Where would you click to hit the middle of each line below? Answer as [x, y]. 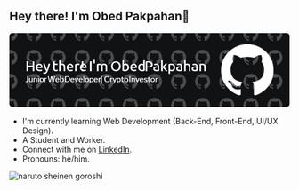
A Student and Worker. [64, 140]
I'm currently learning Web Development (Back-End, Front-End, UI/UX [150, 122]
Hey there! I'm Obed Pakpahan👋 [100, 16]
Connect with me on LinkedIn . [77, 150]
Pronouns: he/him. [56, 159]
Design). [37, 131]
